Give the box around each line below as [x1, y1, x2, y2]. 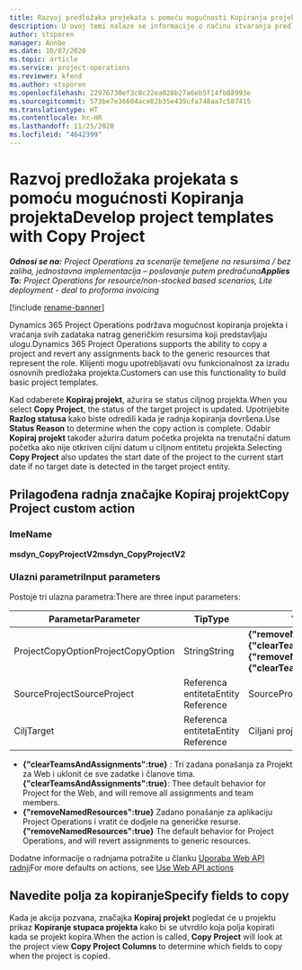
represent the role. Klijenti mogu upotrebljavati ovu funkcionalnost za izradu [9, 357, 290, 369]
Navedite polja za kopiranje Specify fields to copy [9, 888, 289, 903]
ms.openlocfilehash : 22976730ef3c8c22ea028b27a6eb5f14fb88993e [9, 88, 252, 97]
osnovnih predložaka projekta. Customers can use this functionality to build [9, 367, 287, 378]
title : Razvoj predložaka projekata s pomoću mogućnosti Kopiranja [9, 13, 268, 22]
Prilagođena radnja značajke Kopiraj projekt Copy [9, 487, 289, 503]
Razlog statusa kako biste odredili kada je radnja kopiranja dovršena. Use [9, 413, 280, 423]
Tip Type [193, 612, 230, 625]
